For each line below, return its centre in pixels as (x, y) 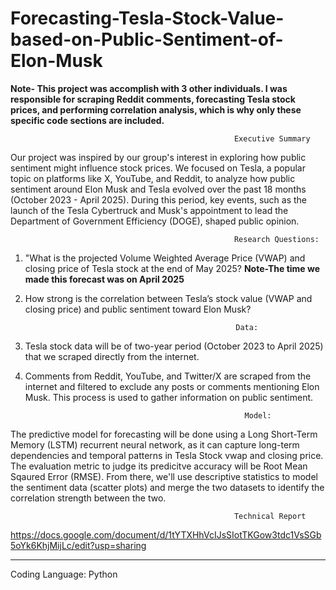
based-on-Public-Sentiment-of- (147, 39)
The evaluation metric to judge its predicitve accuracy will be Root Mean (159, 466)
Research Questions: (276, 239)
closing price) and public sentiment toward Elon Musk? (138, 309)
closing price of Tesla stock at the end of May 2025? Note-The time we (172, 268)
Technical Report (270, 516)
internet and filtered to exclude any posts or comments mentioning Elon (172, 386)
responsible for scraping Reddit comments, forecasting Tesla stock (153, 99)
